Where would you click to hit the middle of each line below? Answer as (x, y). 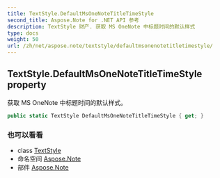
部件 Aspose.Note (43, 167)
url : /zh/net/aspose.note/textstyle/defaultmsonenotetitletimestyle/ (110, 46)
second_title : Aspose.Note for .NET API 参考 (73, 20)
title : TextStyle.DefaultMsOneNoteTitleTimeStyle (81, 14)
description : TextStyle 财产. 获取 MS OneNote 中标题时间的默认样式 (101, 26)
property (27, 85)
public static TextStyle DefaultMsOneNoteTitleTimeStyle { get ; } (105, 115)
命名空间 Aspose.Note (49, 159)
